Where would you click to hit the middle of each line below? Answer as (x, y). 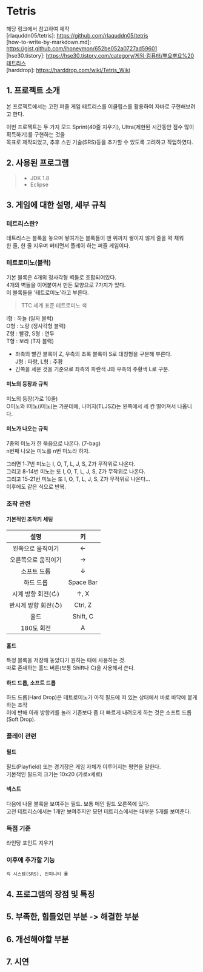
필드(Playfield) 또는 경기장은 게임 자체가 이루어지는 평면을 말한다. (84, 766)
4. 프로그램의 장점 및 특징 (51, 894)
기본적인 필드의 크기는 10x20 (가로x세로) (55, 774)
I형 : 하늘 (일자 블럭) (30, 318)
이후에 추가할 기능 (31, 860)
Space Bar (83, 582)
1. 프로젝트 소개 (33, 91)
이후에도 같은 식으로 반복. (36, 486)
